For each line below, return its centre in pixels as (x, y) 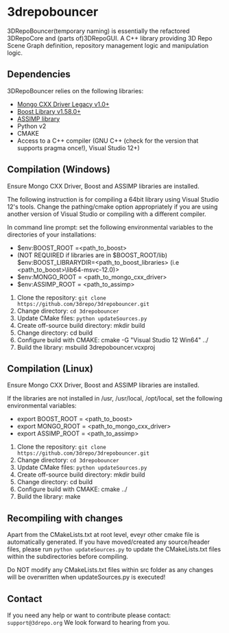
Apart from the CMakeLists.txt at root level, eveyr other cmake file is (104, 535)
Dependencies (39, 74)
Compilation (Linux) (50, 369)
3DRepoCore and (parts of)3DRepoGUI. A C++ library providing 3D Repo (110, 38)
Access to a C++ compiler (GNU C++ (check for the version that (108, 141)
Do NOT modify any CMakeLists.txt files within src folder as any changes (110, 570)
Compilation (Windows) (59, 170)
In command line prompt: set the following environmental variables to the (110, 227)
